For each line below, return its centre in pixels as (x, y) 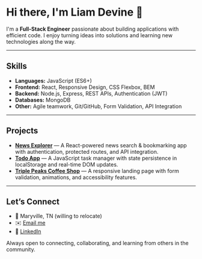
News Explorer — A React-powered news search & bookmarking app (101, 145)
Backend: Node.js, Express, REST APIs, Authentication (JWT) (91, 93)
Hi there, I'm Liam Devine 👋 (75, 12)
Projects (22, 131)
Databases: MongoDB (43, 100)
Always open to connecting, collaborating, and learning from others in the (97, 243)
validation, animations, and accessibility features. (76, 177)
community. (21, 249)
